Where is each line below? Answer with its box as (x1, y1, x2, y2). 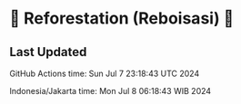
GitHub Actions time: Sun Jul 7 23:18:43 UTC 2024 (9, 68, 200, 79)
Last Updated (9, 44, 87, 60)
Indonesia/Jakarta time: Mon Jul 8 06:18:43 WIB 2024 (9, 86, 212, 96)
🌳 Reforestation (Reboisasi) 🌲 (9, 8, 235, 29)
